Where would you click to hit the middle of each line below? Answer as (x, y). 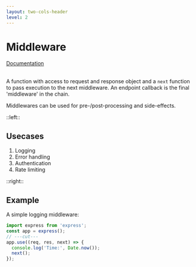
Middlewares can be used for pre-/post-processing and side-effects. (91, 106)
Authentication (33, 163)
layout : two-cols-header (37, 12)
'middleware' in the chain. (38, 94)
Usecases (25, 136)
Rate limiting (30, 170)
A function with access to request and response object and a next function (98, 81)
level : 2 (17, 17)
